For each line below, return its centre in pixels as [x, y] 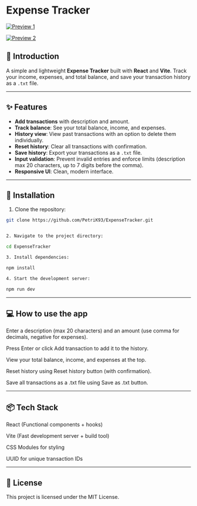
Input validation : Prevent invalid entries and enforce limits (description [100, 159]
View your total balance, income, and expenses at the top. [76, 360]
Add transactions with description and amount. [72, 121]
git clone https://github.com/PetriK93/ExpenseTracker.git [80, 220]
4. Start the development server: [48, 278]
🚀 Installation [30, 195]
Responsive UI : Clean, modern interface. [64, 171]
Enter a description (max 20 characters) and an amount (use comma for [93, 331]
